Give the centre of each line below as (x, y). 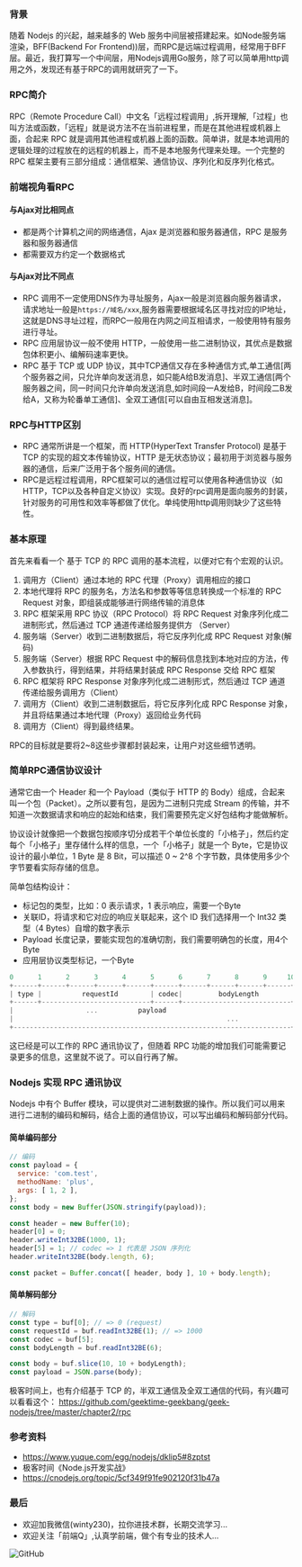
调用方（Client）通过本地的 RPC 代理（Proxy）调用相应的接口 (137, 580)
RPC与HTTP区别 (45, 425)
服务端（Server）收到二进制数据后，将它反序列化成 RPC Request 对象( (153, 635)
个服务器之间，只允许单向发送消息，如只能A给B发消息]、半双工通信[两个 (156, 376)
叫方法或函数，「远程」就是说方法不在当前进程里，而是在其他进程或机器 (141, 127)
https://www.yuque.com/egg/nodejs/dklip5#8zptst (116, 1457)
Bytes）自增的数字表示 (88, 928)
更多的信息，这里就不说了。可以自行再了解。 (99, 1057)
